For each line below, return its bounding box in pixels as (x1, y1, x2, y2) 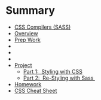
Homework (14, 80, 42, 87)
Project (14, 61, 32, 69)
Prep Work (14, 36, 41, 43)
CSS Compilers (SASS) (14, 23, 71, 31)
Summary (5, 4, 55, 17)
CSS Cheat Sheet (14, 87, 57, 94)
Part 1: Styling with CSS (23, 68, 83, 75)
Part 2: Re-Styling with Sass (23, 74, 94, 81)
